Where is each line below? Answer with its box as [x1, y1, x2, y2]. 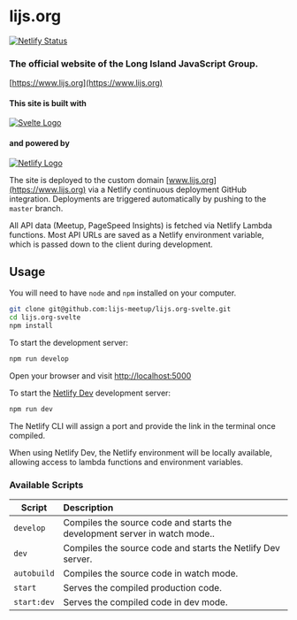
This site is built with [9, 97, 87, 108]
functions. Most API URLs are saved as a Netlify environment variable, [9, 229, 264, 240]
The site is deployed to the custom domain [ [9, 174, 170, 185]
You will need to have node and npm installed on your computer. [9, 287, 237, 298]
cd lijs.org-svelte [9, 313, 81, 322]
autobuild [13, 569, 55, 578]
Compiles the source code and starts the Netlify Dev [63, 542, 280, 555]
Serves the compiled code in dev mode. [63, 596, 228, 609]
